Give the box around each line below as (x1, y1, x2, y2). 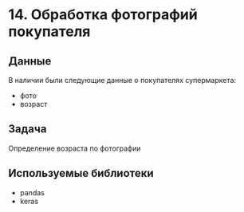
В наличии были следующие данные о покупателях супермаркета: (8, 76, 237, 84)
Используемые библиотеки (8, 167, 154, 180)
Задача (8, 122, 47, 136)
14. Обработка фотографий (8, 6, 198, 24)
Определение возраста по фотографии (8, 143, 141, 153)
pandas (19, 187, 45, 197)
